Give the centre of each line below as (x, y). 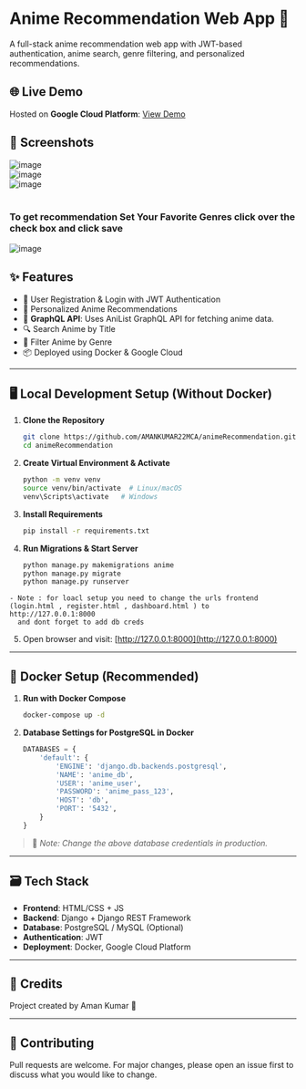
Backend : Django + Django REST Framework (107, 918)
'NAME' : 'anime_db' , (95, 774)
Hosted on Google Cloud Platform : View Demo (97, 114)
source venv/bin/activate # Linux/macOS (102, 488)
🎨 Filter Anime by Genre (67, 342)
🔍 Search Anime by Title (69, 328)
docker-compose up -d (63, 715)
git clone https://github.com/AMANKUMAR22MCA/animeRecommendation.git (159, 437)
